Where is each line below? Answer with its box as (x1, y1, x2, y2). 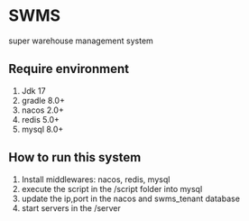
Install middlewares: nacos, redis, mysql (21, 173, 171, 185)
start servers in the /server (21, 202, 121, 213)
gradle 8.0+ (21, 95, 65, 106)
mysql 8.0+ (21, 124, 64, 134)
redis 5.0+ (21, 114, 60, 124)
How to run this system (8, 150, 142, 165)
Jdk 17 (21, 85, 46, 96)
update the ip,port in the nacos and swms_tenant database (21, 193, 241, 204)
